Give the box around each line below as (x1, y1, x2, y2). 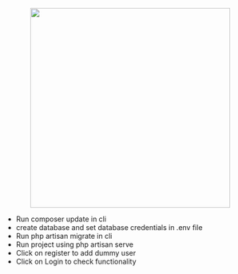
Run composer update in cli (15, 214, 106, 224)
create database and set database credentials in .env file (15, 223, 203, 232)
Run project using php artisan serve (15, 240, 134, 249)
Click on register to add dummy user (15, 248, 137, 257)
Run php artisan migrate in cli (15, 232, 113, 240)
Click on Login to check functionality (15, 256, 137, 266)
